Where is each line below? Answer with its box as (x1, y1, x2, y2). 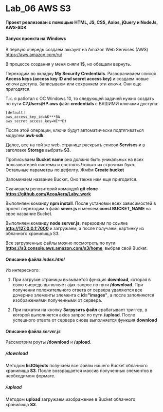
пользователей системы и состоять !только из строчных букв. (5, 161, 136, 167)
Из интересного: (5, 267, 40, 273)
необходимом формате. (5, 373, 55, 379)
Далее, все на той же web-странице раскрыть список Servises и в (5, 142, 145, 148)
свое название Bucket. (5, 211, 53, 216)
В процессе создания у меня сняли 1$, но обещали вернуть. (5, 61, 131, 67)
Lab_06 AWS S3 (5, 3, 71, 14)
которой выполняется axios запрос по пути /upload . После (12, 312, 135, 318)
